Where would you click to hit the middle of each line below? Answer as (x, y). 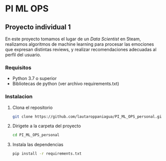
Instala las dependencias (38, 145)
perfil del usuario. (23, 55)
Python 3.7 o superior (35, 79)
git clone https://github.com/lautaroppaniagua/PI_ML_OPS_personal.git (88, 117)
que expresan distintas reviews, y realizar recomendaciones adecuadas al (81, 49)
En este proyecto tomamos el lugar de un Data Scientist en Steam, (73, 39)
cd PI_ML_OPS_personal (36, 135)
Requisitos (18, 68)
